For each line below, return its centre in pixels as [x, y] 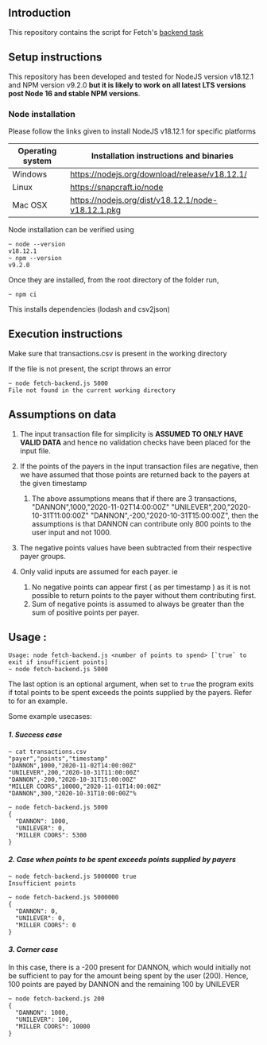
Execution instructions [66, 334]
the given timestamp [53, 483]
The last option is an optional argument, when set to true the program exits [131, 684]
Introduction [40, 13]
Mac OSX [30, 204]
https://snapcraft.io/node [117, 187]
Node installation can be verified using [71, 229]
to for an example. [38, 701]
